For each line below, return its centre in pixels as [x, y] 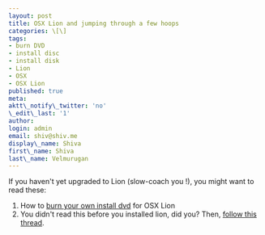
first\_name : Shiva [41, 151]
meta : [17, 99]
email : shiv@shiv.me [43, 136]
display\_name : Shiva [45, 143]
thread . [32, 223]
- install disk [34, 61]
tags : [17, 38]
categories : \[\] [38, 31]
